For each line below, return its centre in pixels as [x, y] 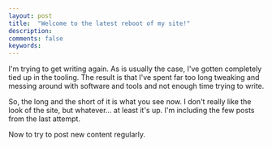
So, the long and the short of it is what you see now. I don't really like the [130, 102]
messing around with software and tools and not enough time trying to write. [136, 86]
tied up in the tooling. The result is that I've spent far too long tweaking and [134, 78]
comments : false [36, 38]
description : [30, 31]
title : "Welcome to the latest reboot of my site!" [99, 23]
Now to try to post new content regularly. [77, 135]
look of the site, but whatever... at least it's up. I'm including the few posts [132, 111]
